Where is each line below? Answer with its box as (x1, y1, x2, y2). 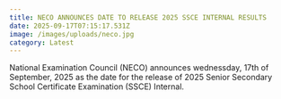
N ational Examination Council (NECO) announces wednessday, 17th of (9, 62, 269, 73)
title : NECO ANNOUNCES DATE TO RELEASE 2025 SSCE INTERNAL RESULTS (9, 12, 268, 22)
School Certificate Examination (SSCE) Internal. (9, 81, 185, 92)
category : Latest (9, 37, 75, 47)
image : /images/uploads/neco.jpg (9, 29, 135, 38)
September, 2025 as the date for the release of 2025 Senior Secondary (9, 72, 273, 83)
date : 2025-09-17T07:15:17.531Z (9, 21, 130, 30)
